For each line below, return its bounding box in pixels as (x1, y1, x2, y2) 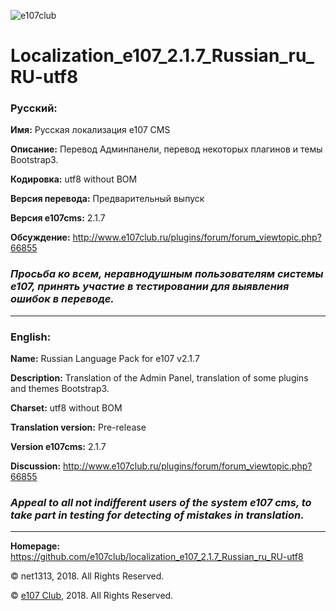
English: (10, 330, 52, 344)
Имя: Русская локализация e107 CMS (10, 124, 171, 136)
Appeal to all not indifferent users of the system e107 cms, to (10, 496, 312, 509)
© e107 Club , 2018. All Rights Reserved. (10, 590, 174, 602)
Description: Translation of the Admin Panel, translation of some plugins (10, 372, 309, 384)
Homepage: (10, 540, 61, 552)
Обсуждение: (10, 231, 71, 244)
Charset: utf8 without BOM (10, 402, 123, 414)
